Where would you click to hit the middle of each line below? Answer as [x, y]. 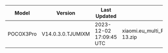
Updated [106, 16]
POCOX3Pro [22, 34]
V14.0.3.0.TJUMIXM [66, 34]
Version [66, 13]
